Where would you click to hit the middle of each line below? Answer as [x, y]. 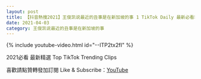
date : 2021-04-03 [28, 23]
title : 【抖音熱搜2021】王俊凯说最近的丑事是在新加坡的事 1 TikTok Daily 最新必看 [100, 17]
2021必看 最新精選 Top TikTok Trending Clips [62, 58]
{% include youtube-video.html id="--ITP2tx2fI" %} [70, 45]
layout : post [22, 12]
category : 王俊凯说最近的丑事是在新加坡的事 [55, 28]
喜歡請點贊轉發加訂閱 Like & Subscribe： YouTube [67, 70]
